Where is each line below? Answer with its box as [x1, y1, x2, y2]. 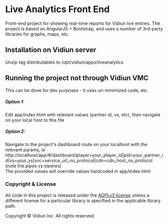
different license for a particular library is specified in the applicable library [5, 197, 161, 203]
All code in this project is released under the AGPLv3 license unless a [5, 192, 150, 198]
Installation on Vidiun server [5, 46, 97, 54]
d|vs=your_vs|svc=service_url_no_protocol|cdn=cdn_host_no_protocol [5, 157, 153, 163]
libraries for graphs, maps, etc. [5, 31, 69, 37]
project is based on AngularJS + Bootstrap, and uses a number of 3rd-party [5, 25, 163, 31]
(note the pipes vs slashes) [5, 163, 62, 169]
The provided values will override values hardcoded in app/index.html [5, 168, 151, 174]
